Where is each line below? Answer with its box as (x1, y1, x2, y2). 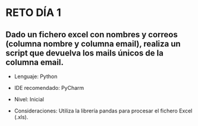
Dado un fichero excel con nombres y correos (5, 30, 178, 40)
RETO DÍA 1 (5, 6, 62, 20)
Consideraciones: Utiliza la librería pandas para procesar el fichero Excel (14, 107, 193, 114)
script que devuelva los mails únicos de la (5, 48, 164, 58)
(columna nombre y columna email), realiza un (5, 38, 181, 49)
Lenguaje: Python (14, 73, 58, 80)
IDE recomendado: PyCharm (14, 85, 84, 91)
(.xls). (14, 114, 29, 121)
